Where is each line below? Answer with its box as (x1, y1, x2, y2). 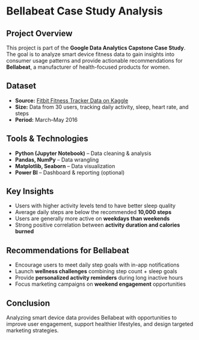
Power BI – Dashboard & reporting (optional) (14, 169, 125, 176)
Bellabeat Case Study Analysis (6, 4, 164, 18)
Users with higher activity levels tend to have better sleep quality (14, 202, 176, 209)
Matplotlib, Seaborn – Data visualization (14, 162, 115, 169)
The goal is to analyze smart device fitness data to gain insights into (6, 51, 175, 58)
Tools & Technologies (6, 134, 88, 144)
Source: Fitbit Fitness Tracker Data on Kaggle (14, 96, 129, 104)
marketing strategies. (6, 327, 59, 334)
